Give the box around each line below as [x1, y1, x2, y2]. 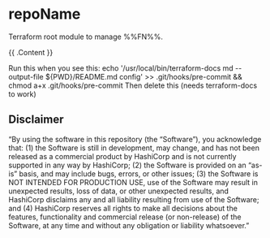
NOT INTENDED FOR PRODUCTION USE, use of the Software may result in [8, 177, 258, 187]
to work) [8, 89, 36, 98]
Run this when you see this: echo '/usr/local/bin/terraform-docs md [8, 63, 234, 73]
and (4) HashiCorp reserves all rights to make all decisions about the [8, 203, 238, 213]
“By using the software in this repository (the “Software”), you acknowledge [8, 134, 262, 144]
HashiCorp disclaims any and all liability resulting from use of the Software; [8, 194, 259, 204]
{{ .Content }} [8, 47, 54, 57]
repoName [8, 5, 81, 24]
